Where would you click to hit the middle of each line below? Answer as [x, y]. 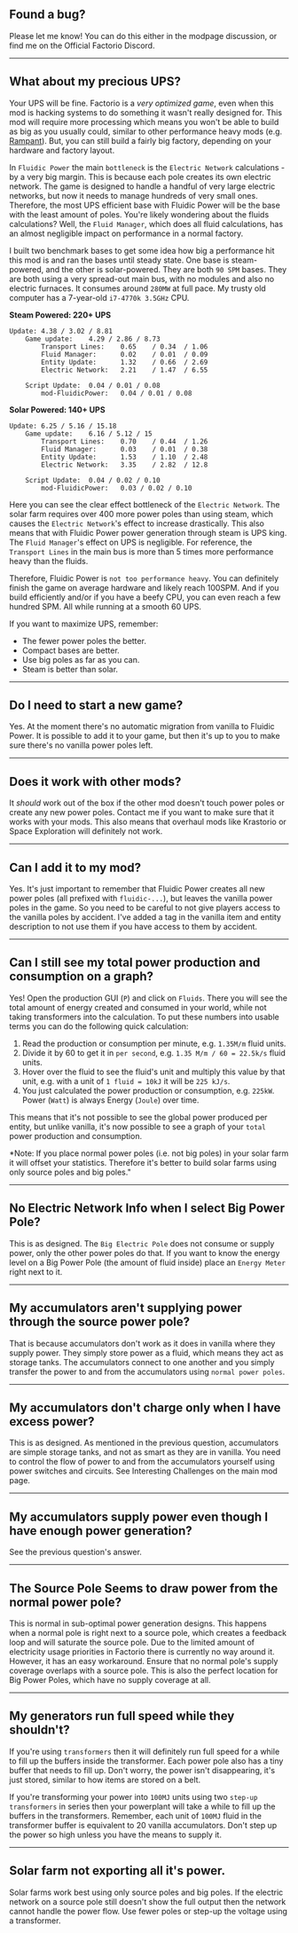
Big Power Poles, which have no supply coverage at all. [110, 1679]
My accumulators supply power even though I [139, 1517]
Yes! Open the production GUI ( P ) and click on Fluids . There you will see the [149, 998]
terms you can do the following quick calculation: [99, 1026]
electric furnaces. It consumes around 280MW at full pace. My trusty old [137, 288]
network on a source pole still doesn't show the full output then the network [148, 1901]
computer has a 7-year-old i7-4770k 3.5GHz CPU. [99, 297]
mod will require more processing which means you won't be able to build [144, 122]
